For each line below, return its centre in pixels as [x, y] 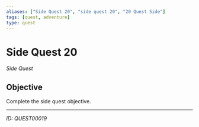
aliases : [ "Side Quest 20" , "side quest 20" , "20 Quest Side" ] [86, 12]
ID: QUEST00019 [27, 119]
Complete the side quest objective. [49, 101]
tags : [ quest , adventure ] [38, 17]
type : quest [21, 23]
